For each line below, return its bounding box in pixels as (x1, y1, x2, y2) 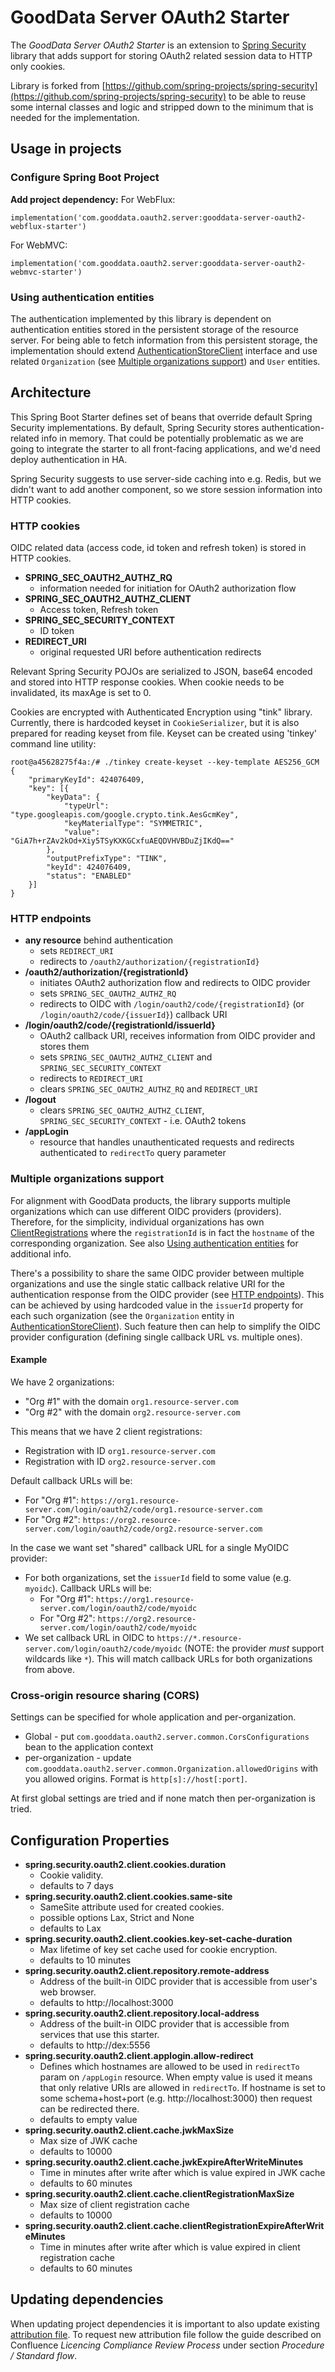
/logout (24, 1094, 57, 1106)
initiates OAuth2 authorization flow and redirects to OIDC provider (39, 977, 311, 989)
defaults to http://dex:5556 (39, 2039, 151, 2051)
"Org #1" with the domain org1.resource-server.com (24, 1395, 239, 1407)
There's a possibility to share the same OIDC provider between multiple (10, 1267, 305, 1279)
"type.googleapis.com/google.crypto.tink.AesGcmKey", (10, 810, 240, 820)
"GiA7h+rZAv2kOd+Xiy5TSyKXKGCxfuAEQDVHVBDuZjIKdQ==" (10, 836, 235, 846)
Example (10, 1354, 48, 1366)
